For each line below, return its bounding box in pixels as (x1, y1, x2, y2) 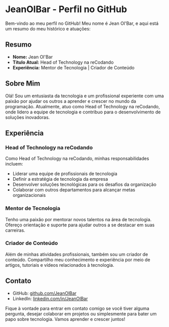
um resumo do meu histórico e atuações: (5, 25, 91, 31)
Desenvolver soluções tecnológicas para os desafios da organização (12, 181, 157, 188)
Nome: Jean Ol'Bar (12, 54, 53, 60)
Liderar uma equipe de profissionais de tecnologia (12, 171, 117, 177)
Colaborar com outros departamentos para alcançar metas (12, 187, 136, 193)
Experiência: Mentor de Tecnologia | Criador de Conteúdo (12, 64, 135, 70)
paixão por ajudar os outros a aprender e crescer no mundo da (5, 98, 137, 104)
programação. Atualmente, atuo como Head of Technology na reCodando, (5, 103, 160, 109)
